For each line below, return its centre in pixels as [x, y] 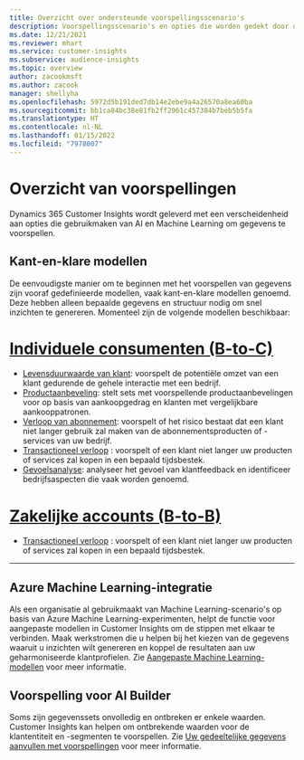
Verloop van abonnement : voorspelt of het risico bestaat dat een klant [153, 422]
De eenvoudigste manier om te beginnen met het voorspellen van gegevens [151, 283]
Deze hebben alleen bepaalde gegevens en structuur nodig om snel [136, 302]
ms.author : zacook [44, 85]
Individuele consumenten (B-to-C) [141, 348]
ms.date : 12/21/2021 [48, 34]
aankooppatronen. [57, 412]
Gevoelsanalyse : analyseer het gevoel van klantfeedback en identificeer [157, 470]
